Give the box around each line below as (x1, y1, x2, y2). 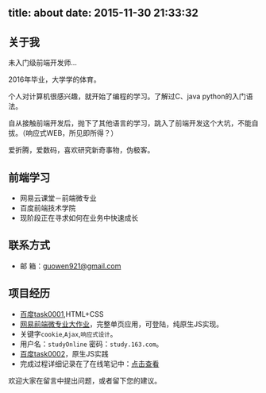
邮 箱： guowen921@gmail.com (19, 261, 121, 271)
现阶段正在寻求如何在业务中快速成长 (19, 214, 139, 223)
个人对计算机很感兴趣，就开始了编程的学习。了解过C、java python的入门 (8, 91, 246, 102)
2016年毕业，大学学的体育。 (8, 75, 101, 84)
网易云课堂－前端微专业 (19, 194, 97, 203)
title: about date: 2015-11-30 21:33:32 (8, 6, 199, 20)
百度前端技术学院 (19, 203, 76, 213)
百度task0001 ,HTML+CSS (19, 309, 104, 318)
